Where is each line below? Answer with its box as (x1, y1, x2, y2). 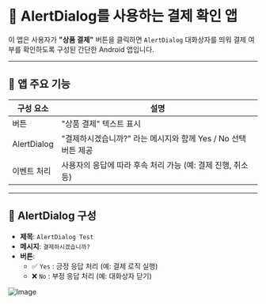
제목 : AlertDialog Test (19, 231, 94, 241)
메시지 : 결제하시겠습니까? (19, 242, 91, 251)
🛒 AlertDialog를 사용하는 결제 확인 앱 (8, 7, 238, 25)
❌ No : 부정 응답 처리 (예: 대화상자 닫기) (31, 271, 152, 280)
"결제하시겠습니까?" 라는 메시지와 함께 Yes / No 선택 (61, 133, 247, 144)
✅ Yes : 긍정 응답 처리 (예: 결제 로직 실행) (31, 261, 158, 271)
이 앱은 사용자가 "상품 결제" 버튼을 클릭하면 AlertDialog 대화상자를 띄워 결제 (8, 35, 247, 44)
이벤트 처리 (12, 165, 51, 176)
